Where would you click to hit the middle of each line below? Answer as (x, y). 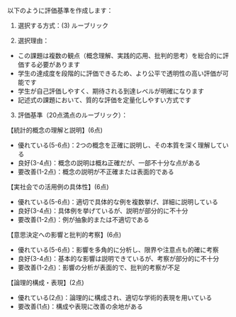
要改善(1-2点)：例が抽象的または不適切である (84, 219)
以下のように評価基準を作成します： (60, 10)
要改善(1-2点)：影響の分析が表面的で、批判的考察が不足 (99, 267)
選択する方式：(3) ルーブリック (63, 26)
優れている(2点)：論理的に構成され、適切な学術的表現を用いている (115, 297)
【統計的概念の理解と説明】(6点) (55, 130)
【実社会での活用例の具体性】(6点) (58, 187)
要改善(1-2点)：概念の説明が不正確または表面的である (96, 172)
